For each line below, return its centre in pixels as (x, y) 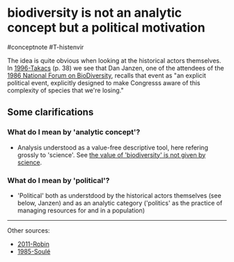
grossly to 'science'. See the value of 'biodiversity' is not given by (111, 154)
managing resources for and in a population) (81, 210)
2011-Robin (33, 244)
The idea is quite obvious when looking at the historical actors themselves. (114, 60)
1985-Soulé (34, 251)
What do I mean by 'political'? (58, 180)
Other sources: (29, 230)
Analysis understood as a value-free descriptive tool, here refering (113, 147)
